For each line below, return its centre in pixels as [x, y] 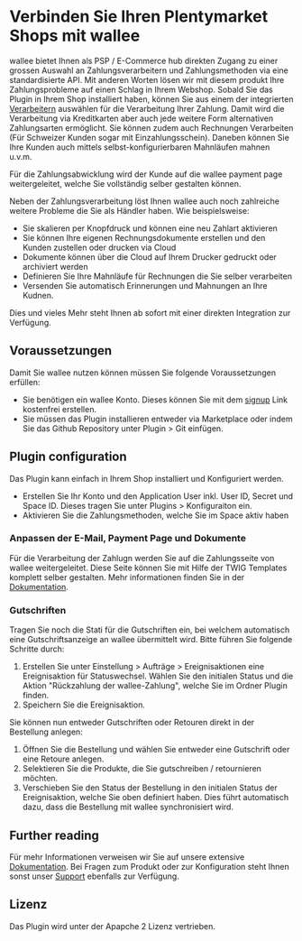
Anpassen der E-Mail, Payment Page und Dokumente [128, 539]
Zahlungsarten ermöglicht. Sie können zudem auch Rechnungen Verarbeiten [151, 127]
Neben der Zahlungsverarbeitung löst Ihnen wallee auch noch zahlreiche [144, 201]
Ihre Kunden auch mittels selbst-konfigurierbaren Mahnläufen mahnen [140, 147]
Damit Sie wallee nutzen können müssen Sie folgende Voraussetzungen [143, 373]
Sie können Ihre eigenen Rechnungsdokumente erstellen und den [144, 237]
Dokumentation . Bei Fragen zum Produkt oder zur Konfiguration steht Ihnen [150, 866]
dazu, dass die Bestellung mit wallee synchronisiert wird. [128, 807]
